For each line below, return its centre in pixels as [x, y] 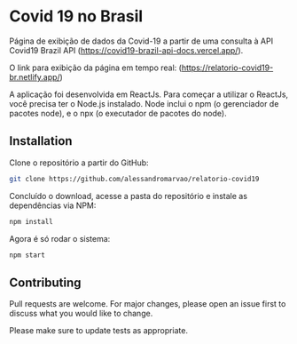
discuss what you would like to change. [81, 314]
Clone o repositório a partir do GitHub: [79, 163]
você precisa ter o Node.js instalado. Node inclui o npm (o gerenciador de [144, 103]
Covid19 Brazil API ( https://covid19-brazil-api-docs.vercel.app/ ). [126, 50]
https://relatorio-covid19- [227, 68]
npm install [31, 221]
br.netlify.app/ [35, 76]
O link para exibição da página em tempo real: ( [95, 68]
